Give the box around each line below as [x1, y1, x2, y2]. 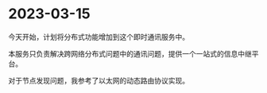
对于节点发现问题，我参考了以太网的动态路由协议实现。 [8, 76, 189, 85]
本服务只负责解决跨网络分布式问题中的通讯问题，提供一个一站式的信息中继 [8, 48, 252, 58]
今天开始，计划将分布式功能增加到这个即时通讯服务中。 [8, 32, 189, 41]
